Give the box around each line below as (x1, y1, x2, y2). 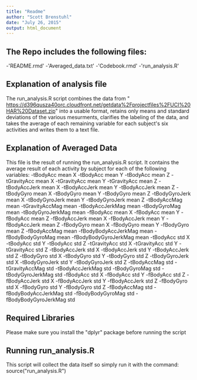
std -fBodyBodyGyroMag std (64, 290, 135, 297)
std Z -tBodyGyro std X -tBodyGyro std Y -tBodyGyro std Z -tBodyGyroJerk (6, 252, 189, 259)
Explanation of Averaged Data (6, 143, 117, 153)
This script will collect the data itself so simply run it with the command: (6, 361, 179, 368)
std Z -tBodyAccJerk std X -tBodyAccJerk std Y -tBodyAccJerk (35, 246, 189, 253)
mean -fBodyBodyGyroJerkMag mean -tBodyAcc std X (56, 233, 190, 241)
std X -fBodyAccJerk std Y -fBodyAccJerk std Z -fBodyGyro (42, 277, 188, 284)
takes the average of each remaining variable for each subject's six (6, 120, 169, 127)
